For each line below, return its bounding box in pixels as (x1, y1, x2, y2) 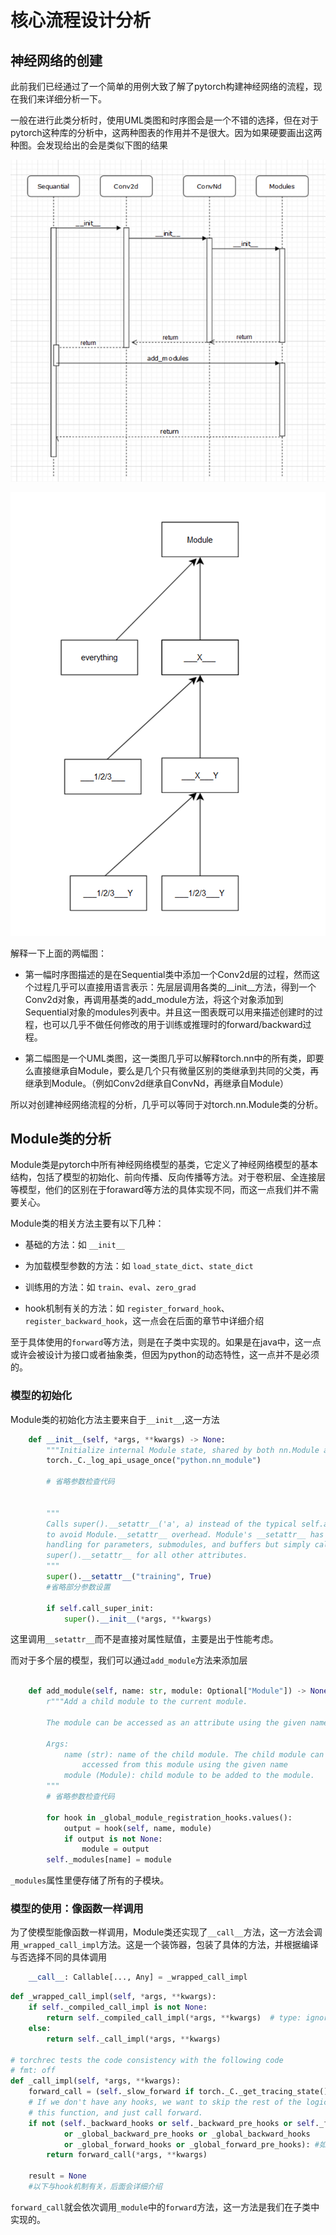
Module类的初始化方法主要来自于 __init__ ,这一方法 (10, 1413, 220, 1425)
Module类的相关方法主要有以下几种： (10, 1217, 165, 1230)
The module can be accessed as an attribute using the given (46, 1717, 307, 1728)
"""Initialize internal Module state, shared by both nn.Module (46, 1445, 320, 1455)
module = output (81, 1844, 150, 1855)
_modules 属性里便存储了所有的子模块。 (10, 1874, 170, 1886)
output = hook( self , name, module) (63, 1823, 213, 1833)
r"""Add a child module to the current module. (46, 1697, 248, 1707)
